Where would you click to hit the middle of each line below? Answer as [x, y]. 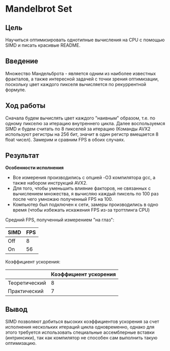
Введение [22, 61]
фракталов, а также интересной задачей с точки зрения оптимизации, [82, 79]
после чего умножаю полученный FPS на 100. [63, 199]
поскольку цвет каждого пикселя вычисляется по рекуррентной [76, 84]
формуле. [16, 90]
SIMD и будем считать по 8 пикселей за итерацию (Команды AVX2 [78, 129]
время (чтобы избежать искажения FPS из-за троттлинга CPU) [81, 210]
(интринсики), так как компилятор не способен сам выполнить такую [81, 338]
